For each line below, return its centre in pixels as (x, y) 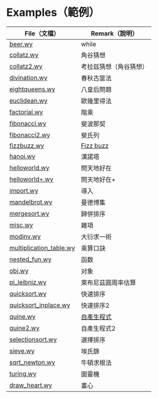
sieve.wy (22, 350)
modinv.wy (25, 236)
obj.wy (19, 270)
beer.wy (21, 44)
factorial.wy (26, 112)
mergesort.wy (30, 213)
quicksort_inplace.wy (40, 305)
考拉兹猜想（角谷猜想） (114, 67)
